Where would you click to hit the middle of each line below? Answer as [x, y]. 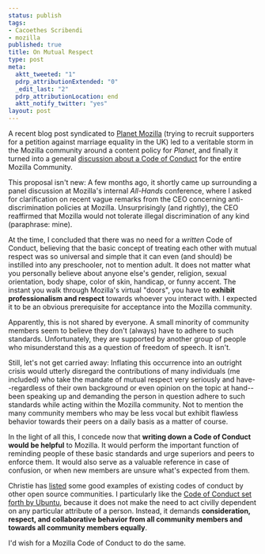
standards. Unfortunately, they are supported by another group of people [127, 339]
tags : [17, 23]
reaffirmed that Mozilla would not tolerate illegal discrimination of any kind [129, 216]
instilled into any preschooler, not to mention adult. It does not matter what [129, 265]
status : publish [35, 15]
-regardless [27, 388]
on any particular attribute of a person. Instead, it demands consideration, [129, 511]
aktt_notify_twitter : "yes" [62, 104]
